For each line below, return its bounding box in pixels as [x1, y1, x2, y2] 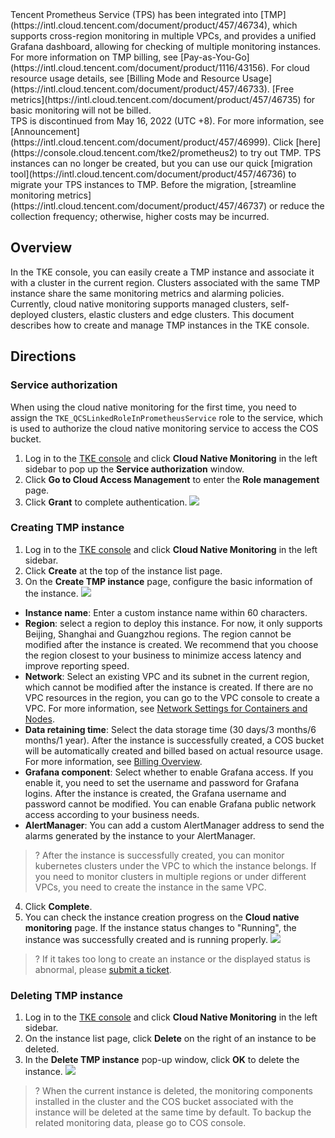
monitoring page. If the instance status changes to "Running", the [24, 921, 297, 933]
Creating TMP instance [10, 521, 125, 535]
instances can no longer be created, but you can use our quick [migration [10, 158, 313, 169]
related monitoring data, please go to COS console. [34, 1117, 247, 1129]
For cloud [270, 62, 310, 73]
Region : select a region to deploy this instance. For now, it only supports [24, 617, 323, 629]
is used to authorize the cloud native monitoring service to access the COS [10, 422, 319, 434]
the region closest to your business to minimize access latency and [24, 649, 302, 661]
